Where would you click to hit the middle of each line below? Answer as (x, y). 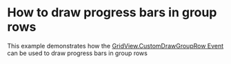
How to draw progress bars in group (112, 13)
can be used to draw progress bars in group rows (78, 53)
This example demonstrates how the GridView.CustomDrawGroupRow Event (115, 46)
